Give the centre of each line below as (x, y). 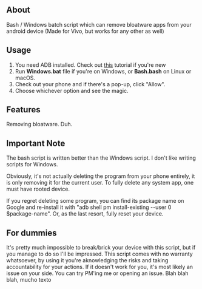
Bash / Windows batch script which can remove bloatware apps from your (99, 24)
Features (23, 110)
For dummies (32, 233)
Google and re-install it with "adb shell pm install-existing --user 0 (89, 207)
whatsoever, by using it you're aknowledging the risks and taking (87, 260)
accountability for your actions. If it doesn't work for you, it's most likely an (99, 267)
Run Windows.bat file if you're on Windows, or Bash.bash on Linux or (103, 71)
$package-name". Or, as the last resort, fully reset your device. (85, 214)
